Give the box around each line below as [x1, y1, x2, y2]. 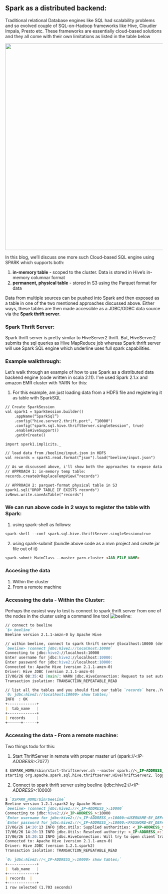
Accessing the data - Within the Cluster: [5, 596, 105, 603]
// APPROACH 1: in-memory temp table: [5, 469, 86, 474]
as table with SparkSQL [12, 395, 61, 401]
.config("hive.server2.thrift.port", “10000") [14, 418, 113, 424]
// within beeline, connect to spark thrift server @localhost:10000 [5, 641, 153, 646]
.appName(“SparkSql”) [14, 414, 59, 419]
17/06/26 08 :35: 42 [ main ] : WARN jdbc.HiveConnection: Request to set [5, 674, 153, 679]
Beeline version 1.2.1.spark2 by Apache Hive [5, 801, 101, 806]
